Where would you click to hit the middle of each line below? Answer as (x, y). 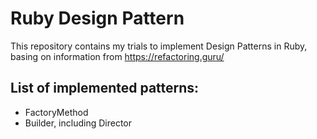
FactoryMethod (56, 112)
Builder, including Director (78, 123)
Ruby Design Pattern (97, 18)
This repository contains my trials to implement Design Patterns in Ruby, (159, 46)
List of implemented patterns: (105, 88)
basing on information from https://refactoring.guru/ (117, 56)
